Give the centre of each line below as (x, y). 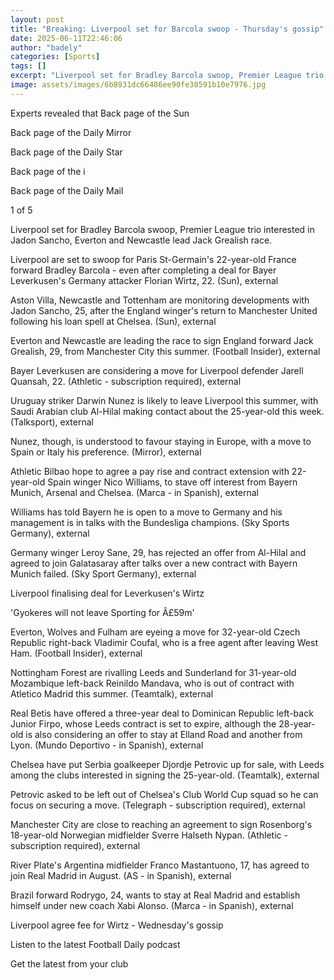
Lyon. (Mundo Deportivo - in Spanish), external (107, 745)
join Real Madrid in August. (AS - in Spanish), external (121, 875)
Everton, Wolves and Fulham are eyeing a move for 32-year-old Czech (155, 632)
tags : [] (28, 66)
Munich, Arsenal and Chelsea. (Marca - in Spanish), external (134, 492)
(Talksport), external (52, 422)
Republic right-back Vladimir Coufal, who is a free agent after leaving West (164, 642)
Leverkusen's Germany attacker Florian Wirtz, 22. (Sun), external (144, 280)
